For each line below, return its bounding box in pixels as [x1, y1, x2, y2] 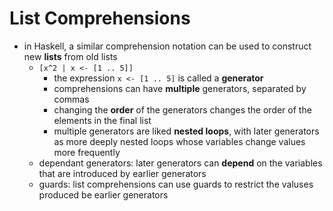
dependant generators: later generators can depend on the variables [38, 157, 323, 169]
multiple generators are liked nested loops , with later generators [53, 125, 320, 137]
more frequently [53, 146, 121, 158]
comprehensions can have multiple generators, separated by [53, 82, 307, 94]
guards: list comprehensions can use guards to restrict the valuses [38, 178, 314, 190]
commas [53, 93, 90, 105]
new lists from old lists [23, 50, 118, 62]
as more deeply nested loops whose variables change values [53, 135, 306, 147]
